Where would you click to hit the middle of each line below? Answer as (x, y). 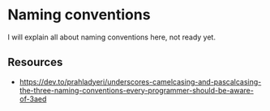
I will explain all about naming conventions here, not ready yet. (112, 37)
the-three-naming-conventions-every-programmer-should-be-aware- (137, 90)
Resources (35, 62)
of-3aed (33, 99)
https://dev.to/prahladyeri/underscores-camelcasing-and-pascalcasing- (140, 81)
